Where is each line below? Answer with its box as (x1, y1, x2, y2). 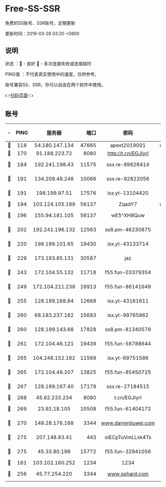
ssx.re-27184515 (106, 383, 150, 390)
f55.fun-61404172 (104, 405, 152, 412)
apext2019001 (110, 142, 146, 149)
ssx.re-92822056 (106, 175, 150, 182)
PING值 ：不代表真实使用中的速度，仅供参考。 (5, 71, 99, 77)
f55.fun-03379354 (104, 269, 152, 276)
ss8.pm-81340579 (105, 326, 151, 333)
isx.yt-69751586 (107, 354, 149, 361)
